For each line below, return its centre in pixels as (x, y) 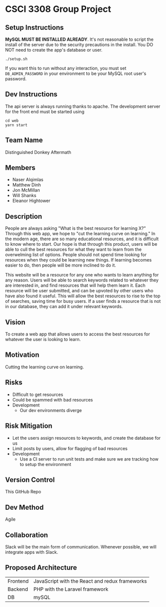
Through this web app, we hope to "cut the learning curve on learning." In (80, 234)
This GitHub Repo (23, 492)
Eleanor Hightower (31, 201)
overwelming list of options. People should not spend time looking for (76, 255)
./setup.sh (16, 59)
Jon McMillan (26, 190)
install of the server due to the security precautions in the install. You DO (79, 45)
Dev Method (24, 507)
